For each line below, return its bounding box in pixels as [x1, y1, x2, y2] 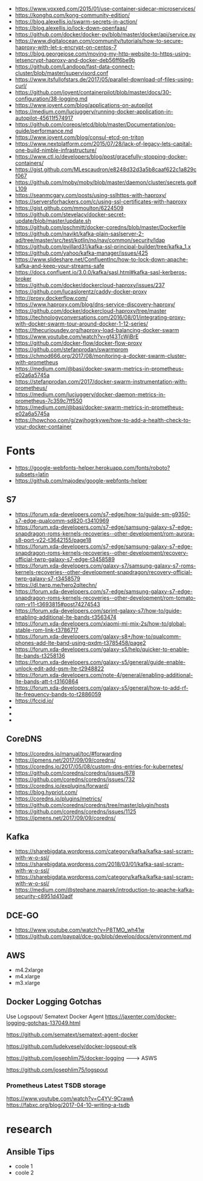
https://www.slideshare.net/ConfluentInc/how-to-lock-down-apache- [14, 256, 188, 263]
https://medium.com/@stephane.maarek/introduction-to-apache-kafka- [14, 886, 195, 894]
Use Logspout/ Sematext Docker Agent [6, 1013, 104, 1020]
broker [14, 275, 32, 282]
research [6, 1122, 53, 1136]
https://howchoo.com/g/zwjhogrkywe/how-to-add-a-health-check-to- [14, 417, 192, 424]
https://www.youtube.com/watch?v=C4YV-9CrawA [6, 1095, 134, 1102]
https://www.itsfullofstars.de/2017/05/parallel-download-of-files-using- [14, 76, 194, 83]
